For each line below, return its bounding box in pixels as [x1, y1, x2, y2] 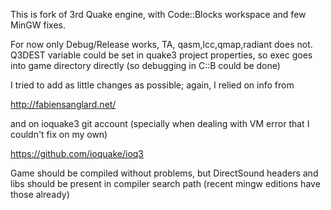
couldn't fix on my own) [10, 129, 108, 140]
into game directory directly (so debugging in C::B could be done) [10, 60, 281, 71]
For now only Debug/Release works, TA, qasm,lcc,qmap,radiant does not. [10, 39, 313, 50]
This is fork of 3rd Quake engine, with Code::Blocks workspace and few [10, 9, 307, 20]
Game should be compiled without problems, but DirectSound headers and [10, 167, 319, 179]
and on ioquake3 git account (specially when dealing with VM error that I [10, 118, 310, 129]
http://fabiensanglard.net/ [10, 99, 117, 110]
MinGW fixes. [10, 19, 66, 31]
